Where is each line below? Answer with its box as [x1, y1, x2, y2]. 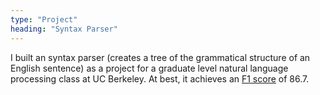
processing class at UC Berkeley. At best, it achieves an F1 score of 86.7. [10, 72, 310, 85]
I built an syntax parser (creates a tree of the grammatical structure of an [10, 51, 311, 63]
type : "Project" [10, 14, 78, 25]
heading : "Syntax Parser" [10, 24, 118, 34]
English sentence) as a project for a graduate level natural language [10, 62, 289, 74]
